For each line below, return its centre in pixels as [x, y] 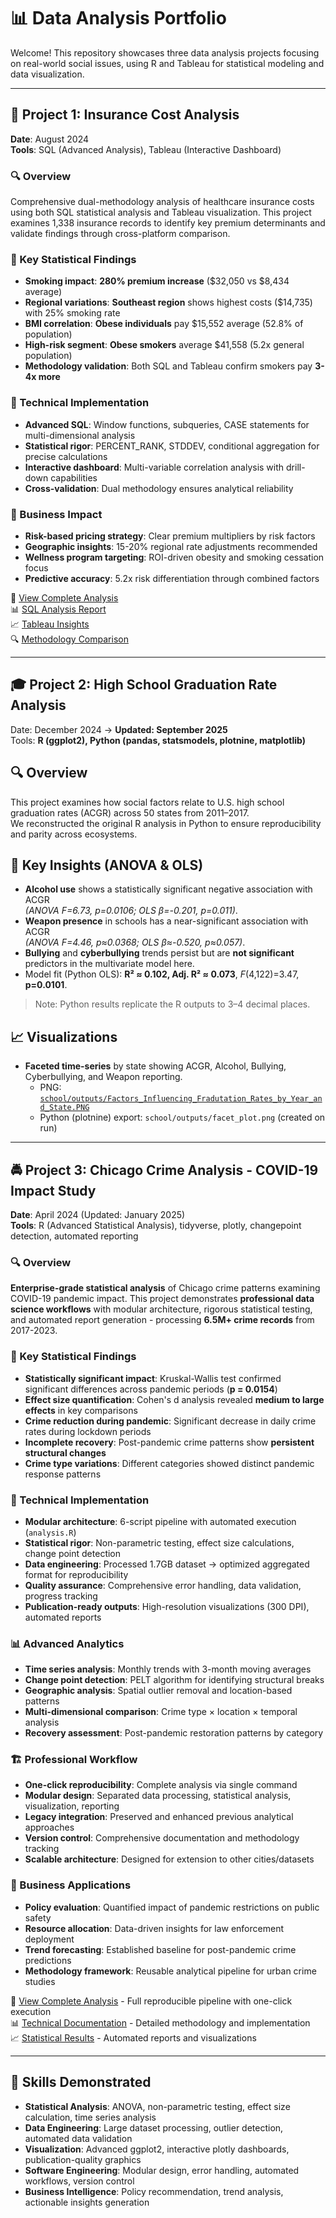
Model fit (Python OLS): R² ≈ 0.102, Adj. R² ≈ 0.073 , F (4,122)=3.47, [162, 974]
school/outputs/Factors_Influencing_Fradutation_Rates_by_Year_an [181, 1099]
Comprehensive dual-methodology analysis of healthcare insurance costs [162, 202]
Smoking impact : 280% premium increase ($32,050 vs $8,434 [157, 281]
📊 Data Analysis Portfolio [118, 18]
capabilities [74, 477]
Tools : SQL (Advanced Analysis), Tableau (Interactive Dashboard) [146, 149]
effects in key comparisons [81, 1410]
